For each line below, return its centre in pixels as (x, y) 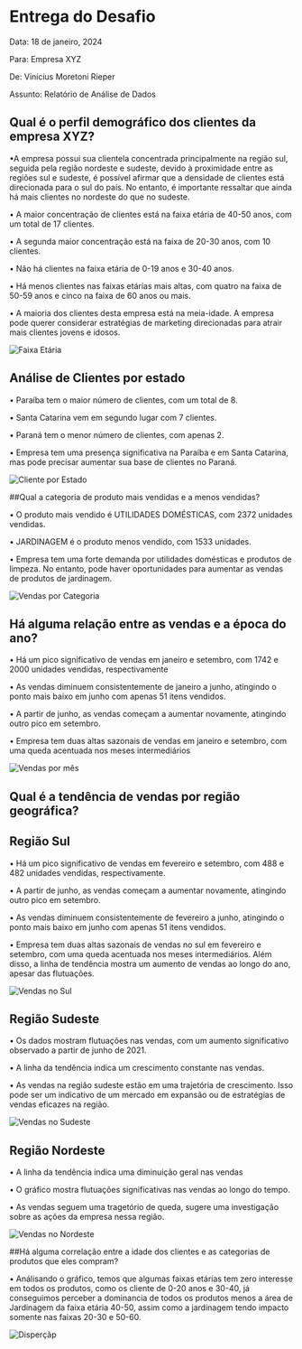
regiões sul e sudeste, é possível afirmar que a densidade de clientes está (147, 177)
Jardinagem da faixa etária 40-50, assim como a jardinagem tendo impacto (149, 1307)
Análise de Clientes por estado (97, 378)
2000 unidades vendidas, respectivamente (89, 669)
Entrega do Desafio (82, 17)
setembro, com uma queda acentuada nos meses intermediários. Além (141, 954)
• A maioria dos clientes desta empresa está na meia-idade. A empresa (142, 312)
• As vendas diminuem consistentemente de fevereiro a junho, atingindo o (147, 917)
